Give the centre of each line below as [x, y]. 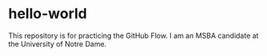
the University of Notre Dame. [58, 43]
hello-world [48, 14]
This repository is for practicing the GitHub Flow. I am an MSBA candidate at [133, 35]
